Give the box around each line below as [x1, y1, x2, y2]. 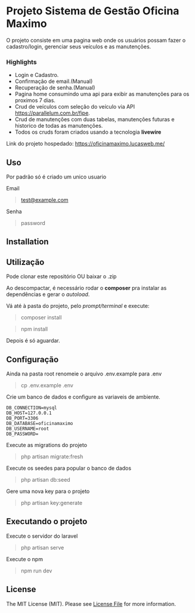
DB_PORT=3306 [6, 415, 39, 421]
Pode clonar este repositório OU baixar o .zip [6, 273, 117, 280]
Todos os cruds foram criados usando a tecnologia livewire [14, 128, 162, 135]
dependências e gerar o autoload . [6, 291, 90, 298]
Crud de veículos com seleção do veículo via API [14, 103, 135, 110]
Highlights [6, 58, 37, 66]
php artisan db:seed [20, 476, 70, 483]
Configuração [6, 354, 59, 365]
